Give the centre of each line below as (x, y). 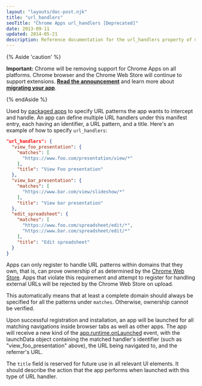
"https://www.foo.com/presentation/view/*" (78, 158)
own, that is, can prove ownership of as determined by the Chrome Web (95, 271)
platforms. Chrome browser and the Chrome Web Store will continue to (94, 75)
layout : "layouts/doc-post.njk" (47, 12)
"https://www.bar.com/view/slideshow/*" (73, 191)
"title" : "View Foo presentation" (60, 169)
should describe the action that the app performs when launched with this (98, 370)
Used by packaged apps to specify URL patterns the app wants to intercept (100, 111)
